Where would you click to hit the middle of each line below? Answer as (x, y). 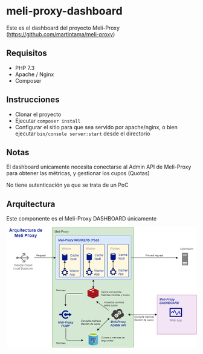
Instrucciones (33, 100)
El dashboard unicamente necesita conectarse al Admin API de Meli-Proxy (99, 167)
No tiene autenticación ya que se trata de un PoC (67, 185)
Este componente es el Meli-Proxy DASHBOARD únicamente (82, 219)
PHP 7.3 (25, 68)
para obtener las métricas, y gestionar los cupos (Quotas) (78, 173)
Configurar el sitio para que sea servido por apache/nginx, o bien (96, 127)
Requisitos (27, 53)
